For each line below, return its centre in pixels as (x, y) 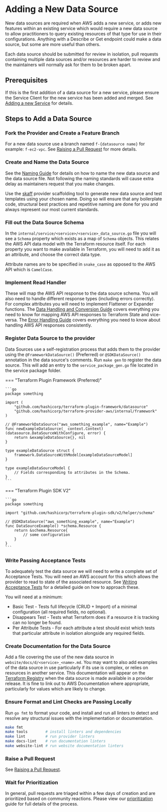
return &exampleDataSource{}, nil (50, 437)
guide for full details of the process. (42, 804)
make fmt (14, 727)
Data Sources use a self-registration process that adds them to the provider (83, 349)
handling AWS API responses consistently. (49, 325)
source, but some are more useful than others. (53, 44)
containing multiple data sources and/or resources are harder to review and (83, 59)
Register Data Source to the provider (50, 338)
